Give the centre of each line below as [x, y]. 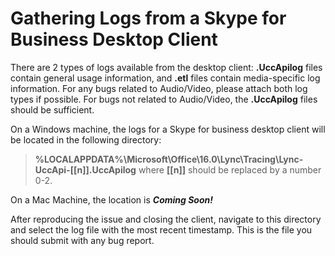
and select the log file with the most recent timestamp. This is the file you [161, 229]
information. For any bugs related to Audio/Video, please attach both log [159, 88]
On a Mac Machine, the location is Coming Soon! [111, 199]
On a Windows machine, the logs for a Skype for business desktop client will [168, 129]
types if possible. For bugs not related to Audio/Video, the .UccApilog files [164, 99]
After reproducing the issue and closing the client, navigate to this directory [166, 219]
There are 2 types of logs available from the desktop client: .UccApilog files [166, 67]
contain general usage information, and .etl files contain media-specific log [165, 78]
